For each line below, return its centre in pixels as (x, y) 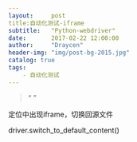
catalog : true (32, 61)
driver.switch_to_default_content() (64, 130)
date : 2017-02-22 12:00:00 (64, 38)
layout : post (37, 16)
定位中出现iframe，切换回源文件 (61, 114)
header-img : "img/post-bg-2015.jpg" (69, 53)
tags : (17, 68)
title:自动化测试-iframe (47, 23)
